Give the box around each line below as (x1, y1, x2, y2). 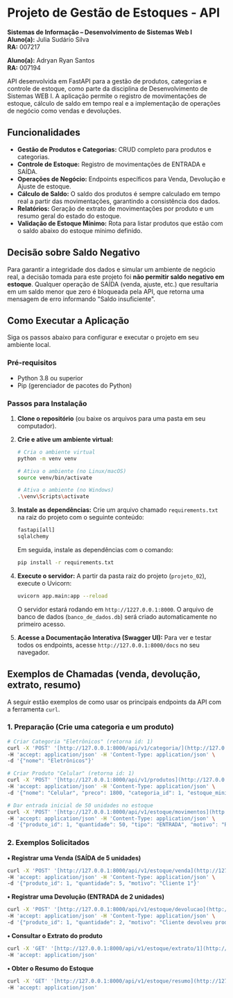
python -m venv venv (17, 455, 77, 462)
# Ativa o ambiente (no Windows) (17, 487, 114, 494)
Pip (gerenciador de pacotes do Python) (17, 381, 132, 389)
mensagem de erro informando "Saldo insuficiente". (7, 294, 156, 303)
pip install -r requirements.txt (17, 558, 114, 566)
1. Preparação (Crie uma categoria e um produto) (7, 722, 175, 732)
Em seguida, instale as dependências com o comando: (17, 545, 173, 554)
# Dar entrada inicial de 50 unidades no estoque (7, 802, 154, 809)
